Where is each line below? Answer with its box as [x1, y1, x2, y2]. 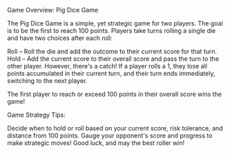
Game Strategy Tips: [7, 110, 66, 119]
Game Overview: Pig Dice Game [7, 6, 99, 14]
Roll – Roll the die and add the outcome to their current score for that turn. [7, 48, 218, 55]
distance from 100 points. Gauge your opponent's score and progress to [7, 131, 213, 139]
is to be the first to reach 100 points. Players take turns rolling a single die [7, 27, 216, 35]
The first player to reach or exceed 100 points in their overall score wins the [7, 90, 222, 98]
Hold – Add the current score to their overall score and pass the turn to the [7, 55, 220, 63]
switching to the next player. [7, 77, 88, 85]
